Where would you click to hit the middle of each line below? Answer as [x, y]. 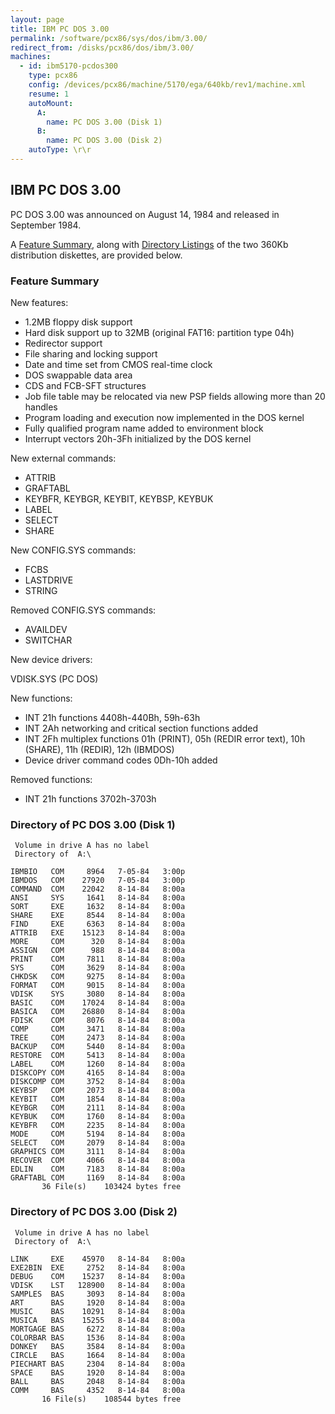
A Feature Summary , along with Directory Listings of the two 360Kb [149, 244]
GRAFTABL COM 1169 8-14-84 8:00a [98, 1178]
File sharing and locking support [91, 353]
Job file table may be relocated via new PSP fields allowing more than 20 [175, 396]
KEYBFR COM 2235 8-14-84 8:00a [98, 1126]
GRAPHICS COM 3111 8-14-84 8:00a [98, 1152]
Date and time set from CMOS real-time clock [118, 364]
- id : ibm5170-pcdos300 [68, 66]
